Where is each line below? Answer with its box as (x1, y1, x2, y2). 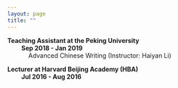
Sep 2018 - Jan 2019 (21, 44, 83, 52)
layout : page (7, 10, 46, 18)
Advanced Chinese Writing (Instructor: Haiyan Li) (28, 51, 172, 60)
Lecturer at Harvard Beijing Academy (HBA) (7, 65, 138, 73)
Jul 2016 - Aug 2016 (21, 72, 82, 81)
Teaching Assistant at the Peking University (7, 36, 140, 44)
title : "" (7, 17, 37, 24)
